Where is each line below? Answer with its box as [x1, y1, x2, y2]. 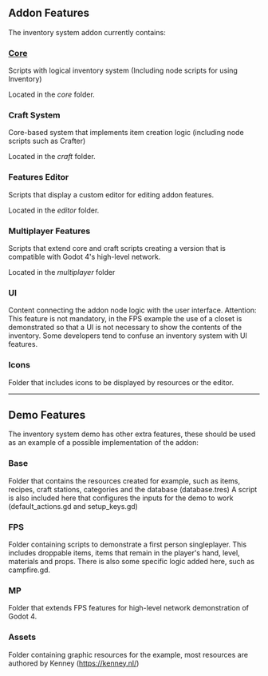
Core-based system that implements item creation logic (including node [8, 128, 245, 137]
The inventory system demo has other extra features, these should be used [8, 429, 256, 439]
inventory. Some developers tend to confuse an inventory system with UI [8, 331, 247, 340]
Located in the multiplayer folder [8, 268, 116, 276]
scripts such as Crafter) [8, 136, 86, 146]
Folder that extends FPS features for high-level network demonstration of [8, 603, 250, 613]
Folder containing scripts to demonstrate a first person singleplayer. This [8, 539, 247, 549]
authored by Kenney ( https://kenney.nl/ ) [8, 658, 140, 668]
